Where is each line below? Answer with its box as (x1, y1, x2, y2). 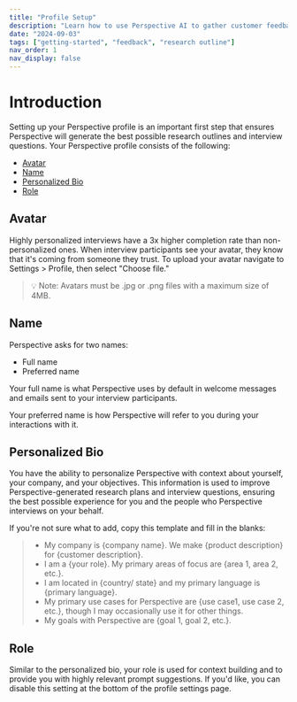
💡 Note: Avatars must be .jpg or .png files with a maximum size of (30, 280, 270, 290)
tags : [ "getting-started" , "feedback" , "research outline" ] (9, 37, 236, 47)
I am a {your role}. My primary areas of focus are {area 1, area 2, (43, 559, 278, 569)
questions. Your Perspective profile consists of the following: (9, 140, 231, 150)
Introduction (9, 92, 103, 112)
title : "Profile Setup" (9, 12, 97, 22)
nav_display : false (9, 54, 81, 63)
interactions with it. (9, 419, 80, 429)
